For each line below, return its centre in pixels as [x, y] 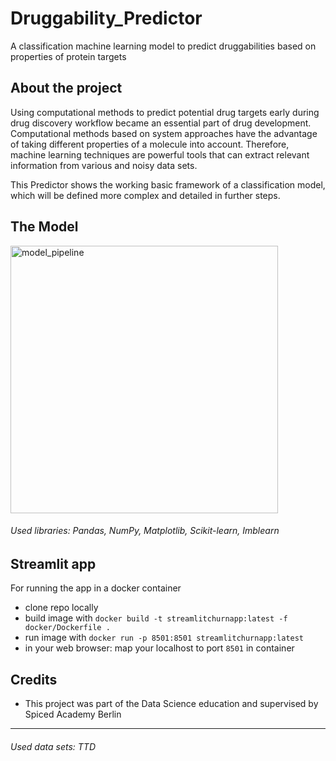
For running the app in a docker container [96, 588]
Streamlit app [53, 563]
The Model [44, 227]
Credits [34, 679]
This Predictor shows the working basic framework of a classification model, [168, 184]
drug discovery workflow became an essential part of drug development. [161, 123]
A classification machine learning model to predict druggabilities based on [163, 46]
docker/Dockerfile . [67, 628]
